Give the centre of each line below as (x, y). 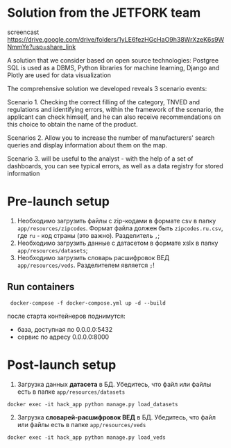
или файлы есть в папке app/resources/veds (82, 424)
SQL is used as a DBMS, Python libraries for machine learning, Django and (113, 67)
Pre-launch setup (58, 201)
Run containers (41, 287)
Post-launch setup (62, 365)
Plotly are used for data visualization (59, 75)
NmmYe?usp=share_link (42, 47)
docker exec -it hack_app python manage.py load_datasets (93, 404)
